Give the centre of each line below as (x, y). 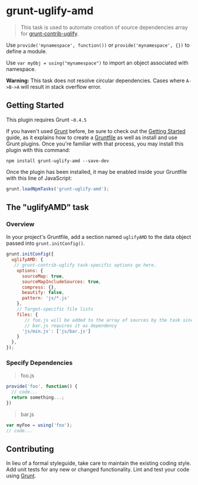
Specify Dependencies (39, 363)
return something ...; (38, 397)
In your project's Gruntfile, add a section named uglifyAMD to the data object (99, 237)
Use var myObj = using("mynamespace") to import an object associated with (97, 63)
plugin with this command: (38, 150)
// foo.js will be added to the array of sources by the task (103, 320)
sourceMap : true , (43, 276)
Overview (20, 224)
